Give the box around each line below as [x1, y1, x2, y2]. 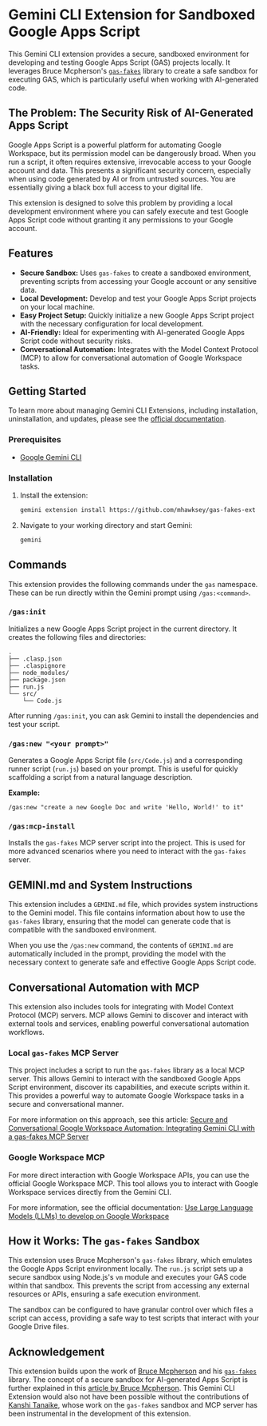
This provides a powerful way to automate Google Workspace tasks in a [8, 1091, 245, 1100]
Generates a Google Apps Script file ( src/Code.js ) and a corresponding [8, 756, 243, 765]
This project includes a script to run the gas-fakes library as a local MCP [8, 1065, 245, 1075]
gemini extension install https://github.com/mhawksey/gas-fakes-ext [19, 505, 257, 513]
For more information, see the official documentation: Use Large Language [8, 1202, 253, 1212]
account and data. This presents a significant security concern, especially [8, 166, 251, 175]
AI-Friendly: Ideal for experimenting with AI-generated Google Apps [19, 327, 245, 337]
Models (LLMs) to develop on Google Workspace [8, 1211, 170, 1220]
